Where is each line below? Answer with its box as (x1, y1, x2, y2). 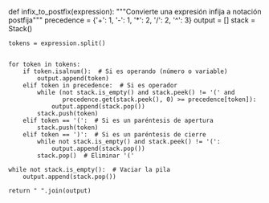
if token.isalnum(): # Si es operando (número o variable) (22, 67, 228, 75)
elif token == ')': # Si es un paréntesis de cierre (22, 131, 206, 139)
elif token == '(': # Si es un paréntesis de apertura (22, 116, 214, 124)
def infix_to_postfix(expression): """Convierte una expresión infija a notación (8, 7, 262, 16)
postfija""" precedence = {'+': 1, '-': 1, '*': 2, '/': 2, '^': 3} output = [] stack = (8, 15, 255, 25)
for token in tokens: (8, 60, 81, 68)
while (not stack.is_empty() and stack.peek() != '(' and (37, 88, 235, 96)
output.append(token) (37, 75, 110, 83)
